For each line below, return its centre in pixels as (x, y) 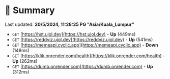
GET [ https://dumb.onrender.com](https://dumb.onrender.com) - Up (82, 66)
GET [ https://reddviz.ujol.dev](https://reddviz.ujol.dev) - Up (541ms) (82, 39)
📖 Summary (30, 10)
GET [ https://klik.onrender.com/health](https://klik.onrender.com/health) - (89, 56)
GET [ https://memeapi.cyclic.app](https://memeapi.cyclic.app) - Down (85, 45)
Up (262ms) (25, 61)
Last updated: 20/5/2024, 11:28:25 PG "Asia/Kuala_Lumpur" (69, 24)
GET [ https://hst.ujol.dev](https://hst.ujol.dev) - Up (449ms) (74, 34)
